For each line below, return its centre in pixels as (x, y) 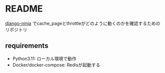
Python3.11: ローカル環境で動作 (44, 58)
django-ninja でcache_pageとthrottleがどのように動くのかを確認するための (83, 23)
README (24, 9)
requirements (27, 46)
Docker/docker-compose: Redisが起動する (56, 65)
